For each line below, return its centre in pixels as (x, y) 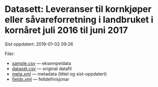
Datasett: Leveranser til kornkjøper (78, 9)
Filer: (10, 54)
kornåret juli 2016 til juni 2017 (66, 30)
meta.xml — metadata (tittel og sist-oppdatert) (59, 74)
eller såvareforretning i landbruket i (79, 20)
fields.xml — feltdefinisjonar (40, 79)
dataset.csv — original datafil (42, 69)
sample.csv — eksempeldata (41, 63)
